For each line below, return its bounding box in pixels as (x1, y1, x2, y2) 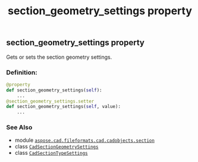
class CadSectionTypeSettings (14, 150, 88, 157)
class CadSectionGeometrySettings (14, 143, 99, 150)
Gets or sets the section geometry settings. (6, 53, 112, 61)
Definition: (6, 68, 37, 77)
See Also (6, 123, 33, 132)
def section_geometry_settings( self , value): (6, 104, 121, 110)
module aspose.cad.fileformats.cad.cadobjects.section (14, 136, 155, 144)
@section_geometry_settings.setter (6, 98, 95, 104)
